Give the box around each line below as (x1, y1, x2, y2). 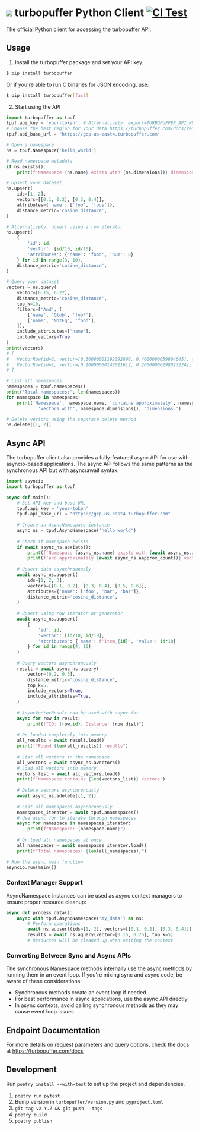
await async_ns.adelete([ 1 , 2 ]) (17, 793, 97, 799)
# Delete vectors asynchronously (17, 788, 99, 794)
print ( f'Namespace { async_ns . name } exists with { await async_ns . (27, 550, 192, 556)
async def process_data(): (6, 909, 73, 915)
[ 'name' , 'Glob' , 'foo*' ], (27, 312, 94, 318)
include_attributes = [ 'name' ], (17, 329, 92, 335)
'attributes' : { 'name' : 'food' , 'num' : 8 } (27, 251, 134, 257)
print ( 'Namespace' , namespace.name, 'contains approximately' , (17, 400, 176, 406)
